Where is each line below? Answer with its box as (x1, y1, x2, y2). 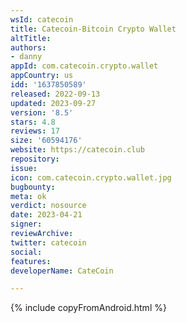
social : (10, 247, 43, 257)
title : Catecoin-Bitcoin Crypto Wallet (10, 24, 177, 34)
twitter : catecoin (10, 237, 87, 248)
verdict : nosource (10, 201, 87, 211)
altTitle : (10, 33, 52, 43)
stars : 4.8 (10, 117, 56, 127)
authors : (10, 42, 47, 53)
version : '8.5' (10, 107, 74, 118)
